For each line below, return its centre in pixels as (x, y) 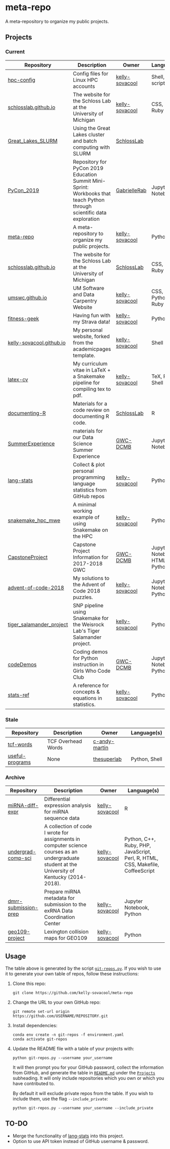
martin (101, 747)
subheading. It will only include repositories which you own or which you (88, 1078)
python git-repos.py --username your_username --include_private (83, 1108)
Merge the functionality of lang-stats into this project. (68, 1136)
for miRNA (56, 812)
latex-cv (18, 379)
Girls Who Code (92, 671)
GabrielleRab (131, 190)
